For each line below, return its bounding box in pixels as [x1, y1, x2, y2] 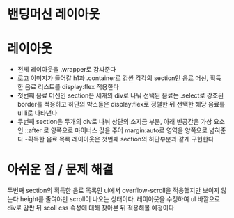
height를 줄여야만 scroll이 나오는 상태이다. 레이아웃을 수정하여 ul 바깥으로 [19, 195, 221, 203]
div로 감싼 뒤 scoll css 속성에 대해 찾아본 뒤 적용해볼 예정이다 [7, 203, 175, 212]
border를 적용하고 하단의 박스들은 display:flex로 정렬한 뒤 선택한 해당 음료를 [17, 100, 226, 109]
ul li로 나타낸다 [17, 109, 58, 117]
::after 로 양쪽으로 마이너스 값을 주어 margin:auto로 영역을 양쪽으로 [24, 126, 208, 134]
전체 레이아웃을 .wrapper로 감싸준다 [17, 65, 116, 74]
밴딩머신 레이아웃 [7, 6, 100, 22]
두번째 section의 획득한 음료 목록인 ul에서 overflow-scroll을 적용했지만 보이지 [7, 186, 220, 195]
